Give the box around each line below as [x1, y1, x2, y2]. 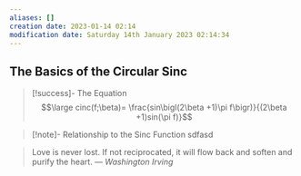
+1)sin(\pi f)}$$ [135, 112, 193, 122]
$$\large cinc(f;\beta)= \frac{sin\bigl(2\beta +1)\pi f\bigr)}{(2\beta [40, 102, 288, 113]
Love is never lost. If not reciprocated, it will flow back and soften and [31, 147, 293, 158]
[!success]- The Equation [31, 88, 127, 99]
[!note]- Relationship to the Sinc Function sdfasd [31, 129, 214, 141]
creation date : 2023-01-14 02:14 [9, 22, 136, 31]
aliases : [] [9, 13, 55, 23]
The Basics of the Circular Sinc [9, 64, 188, 79]
